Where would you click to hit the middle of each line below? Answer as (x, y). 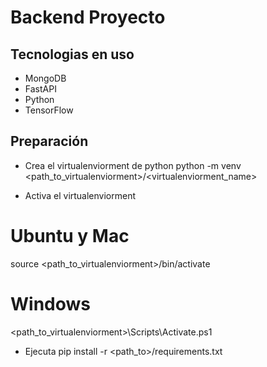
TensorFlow (49, 110)
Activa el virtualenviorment (80, 195)
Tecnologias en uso (72, 54)
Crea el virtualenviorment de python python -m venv (133, 165)
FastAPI (40, 89)
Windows (50, 303)
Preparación (49, 141)
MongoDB (45, 78)
